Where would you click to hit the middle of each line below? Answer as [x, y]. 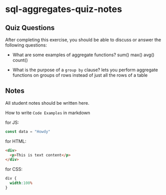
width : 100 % [21, 183]
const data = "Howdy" [28, 131]
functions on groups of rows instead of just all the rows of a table [80, 75]
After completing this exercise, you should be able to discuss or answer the [83, 40]
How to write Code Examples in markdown [48, 113]
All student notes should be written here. [47, 103]
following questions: [26, 45]
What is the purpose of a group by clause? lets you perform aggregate [85, 70]
